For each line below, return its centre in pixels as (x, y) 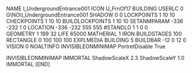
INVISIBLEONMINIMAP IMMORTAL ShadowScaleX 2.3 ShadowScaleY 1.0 (95, 58)
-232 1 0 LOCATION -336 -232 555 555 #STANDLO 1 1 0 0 (77, 27)
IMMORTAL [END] (28, 64)
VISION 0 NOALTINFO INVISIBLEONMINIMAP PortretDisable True (86, 46)
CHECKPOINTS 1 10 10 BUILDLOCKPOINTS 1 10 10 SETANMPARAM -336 (95, 21)
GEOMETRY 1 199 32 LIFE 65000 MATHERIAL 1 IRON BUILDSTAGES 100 (94, 34)
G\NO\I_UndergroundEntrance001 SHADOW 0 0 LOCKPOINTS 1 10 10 (91, 15)
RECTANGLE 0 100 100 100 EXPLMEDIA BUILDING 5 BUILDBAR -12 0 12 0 (96, 40)
